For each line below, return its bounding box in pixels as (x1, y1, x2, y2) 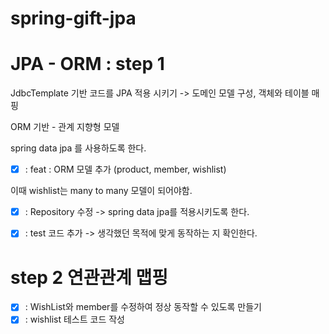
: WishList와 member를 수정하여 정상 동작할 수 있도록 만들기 (24, 301, 262, 313)
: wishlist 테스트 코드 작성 (24, 313, 125, 326)
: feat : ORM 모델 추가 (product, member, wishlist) (24, 163, 227, 176)
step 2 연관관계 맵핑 (10, 266, 169, 289)
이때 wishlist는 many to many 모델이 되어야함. (10, 185, 193, 197)
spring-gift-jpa (10, 7, 137, 30)
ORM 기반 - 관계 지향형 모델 (10, 121, 120, 133)
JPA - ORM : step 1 (10, 53, 165, 76)
